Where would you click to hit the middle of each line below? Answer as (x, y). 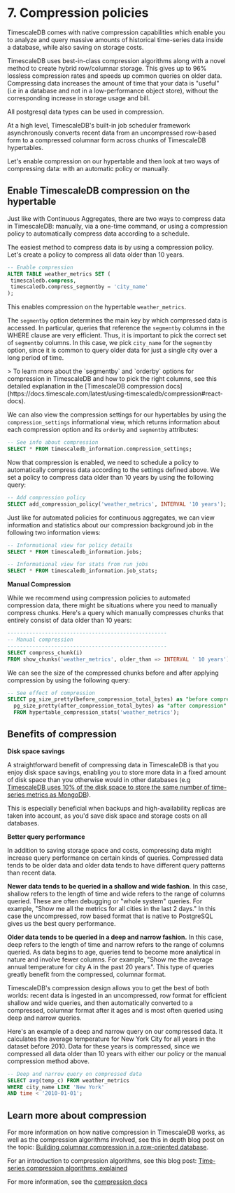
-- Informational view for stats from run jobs (78, 565)
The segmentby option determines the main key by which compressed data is (117, 321)
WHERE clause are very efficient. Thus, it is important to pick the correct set (117, 335)
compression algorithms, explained (77, 1168)
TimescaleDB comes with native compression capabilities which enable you (116, 32)
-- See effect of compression (51, 693)
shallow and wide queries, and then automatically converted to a (100, 1003)
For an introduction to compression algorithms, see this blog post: (102, 1161)
